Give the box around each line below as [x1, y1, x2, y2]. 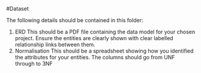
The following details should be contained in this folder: [6, 17, 143, 23]
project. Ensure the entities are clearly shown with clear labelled [14, 35, 173, 41]
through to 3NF [14, 60, 53, 67]
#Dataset [6, 5, 29, 12]
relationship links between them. [14, 41, 96, 48]
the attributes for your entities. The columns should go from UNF [14, 54, 175, 60]
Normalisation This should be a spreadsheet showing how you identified [14, 47, 194, 54]
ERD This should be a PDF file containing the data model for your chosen [14, 28, 196, 35]
